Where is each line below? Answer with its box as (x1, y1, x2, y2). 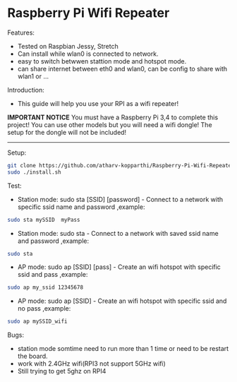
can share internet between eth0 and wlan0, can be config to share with (17, 64, 228, 73)
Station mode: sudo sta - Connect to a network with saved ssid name (17, 229, 219, 237)
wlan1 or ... (17, 72, 49, 80)
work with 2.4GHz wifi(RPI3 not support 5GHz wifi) (17, 359, 166, 368)
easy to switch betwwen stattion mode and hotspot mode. (17, 56, 187, 65)
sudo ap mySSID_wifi (7, 318, 68, 326)
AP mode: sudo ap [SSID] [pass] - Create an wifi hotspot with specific (17, 263, 221, 271)
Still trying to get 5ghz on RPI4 (17, 367, 107, 376)
